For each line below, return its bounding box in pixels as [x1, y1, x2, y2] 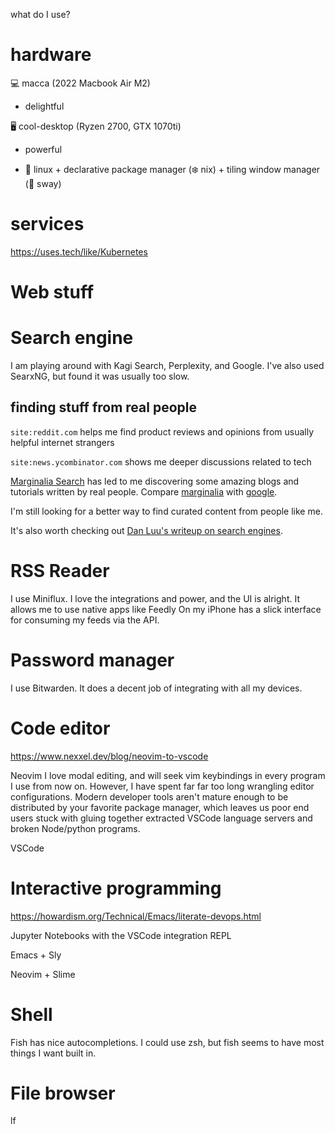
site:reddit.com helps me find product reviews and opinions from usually [10, 425, 315, 438]
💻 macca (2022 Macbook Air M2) [10, 77, 151, 89]
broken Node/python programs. [10, 822, 141, 834]
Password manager [10, 649, 175, 671]
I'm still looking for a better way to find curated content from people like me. [10, 505, 323, 517]
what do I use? [10, 9, 71, 20]
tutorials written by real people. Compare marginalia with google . [10, 485, 278, 498]
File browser [10, 1082, 116, 1104]
